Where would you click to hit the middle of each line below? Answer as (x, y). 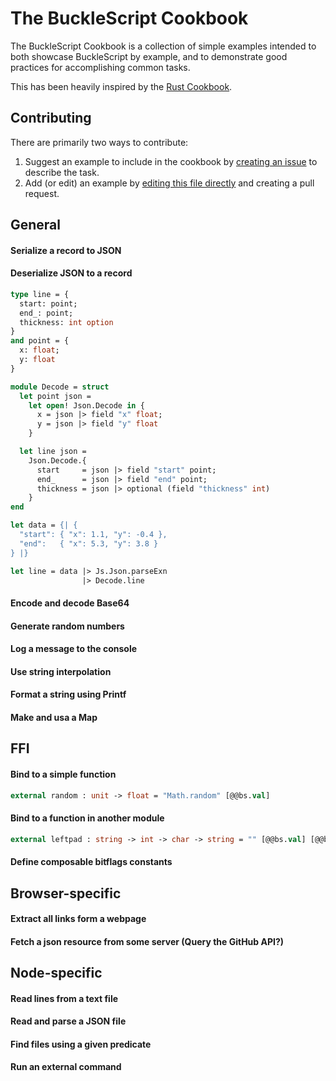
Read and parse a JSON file (68, 1021)
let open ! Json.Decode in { (86, 405)
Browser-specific (66, 893)
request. (42, 193)
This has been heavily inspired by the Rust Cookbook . (121, 86)
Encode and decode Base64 (70, 603)
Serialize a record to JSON (66, 250)
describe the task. (62, 172)
